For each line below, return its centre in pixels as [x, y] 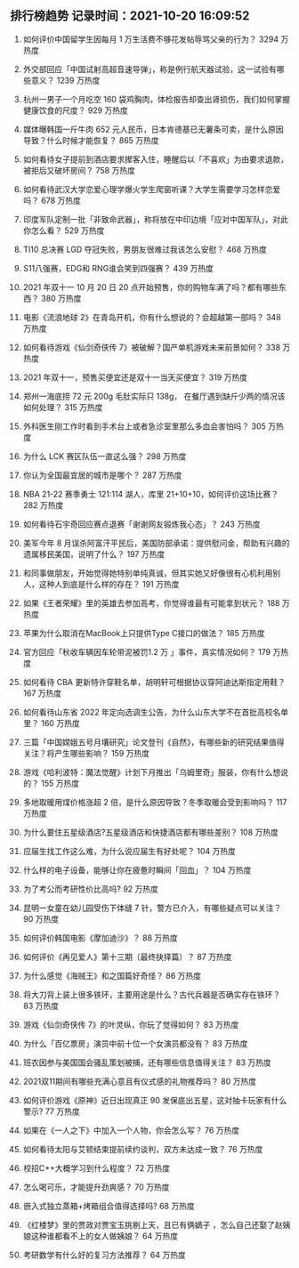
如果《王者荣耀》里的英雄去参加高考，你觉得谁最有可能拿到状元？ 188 [151, 602]
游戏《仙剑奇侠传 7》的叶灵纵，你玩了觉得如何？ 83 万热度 [131, 1024]
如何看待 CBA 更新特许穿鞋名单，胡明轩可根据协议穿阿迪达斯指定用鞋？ [154, 682]
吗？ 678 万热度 [52, 200]
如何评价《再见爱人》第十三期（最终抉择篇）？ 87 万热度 [127, 957]
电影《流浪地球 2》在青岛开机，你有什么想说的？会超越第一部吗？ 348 [152, 317]
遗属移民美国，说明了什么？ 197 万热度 [94, 553]
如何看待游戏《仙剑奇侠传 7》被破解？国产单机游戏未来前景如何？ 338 [152, 347]
